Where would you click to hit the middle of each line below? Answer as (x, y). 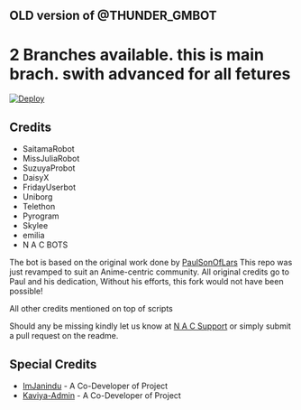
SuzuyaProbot (49, 168)
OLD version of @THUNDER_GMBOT (114, 16)
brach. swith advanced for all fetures (150, 74)
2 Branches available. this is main (137, 55)
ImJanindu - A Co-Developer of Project (95, 386)
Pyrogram (41, 216)
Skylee (35, 226)
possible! (26, 291)
